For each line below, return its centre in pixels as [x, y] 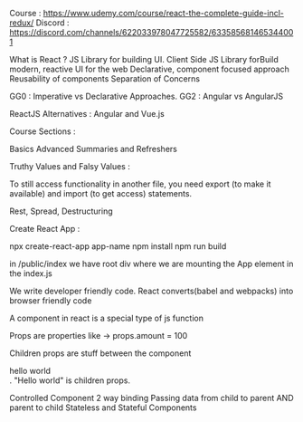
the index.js [31, 273]
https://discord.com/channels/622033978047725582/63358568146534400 [151, 32]
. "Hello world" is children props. [70, 380]
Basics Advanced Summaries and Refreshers [94, 149]
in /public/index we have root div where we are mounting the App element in [151, 264]
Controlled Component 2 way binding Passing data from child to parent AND [151, 398]
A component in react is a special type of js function [106, 318]
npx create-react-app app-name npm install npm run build [118, 246]
